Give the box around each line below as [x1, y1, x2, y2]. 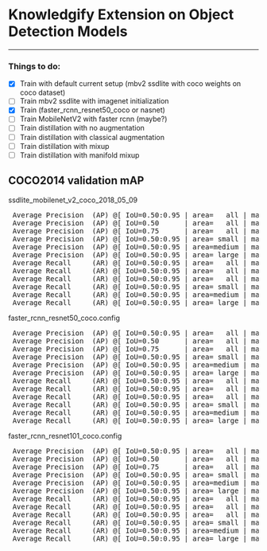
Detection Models [8, 22, 128, 41]
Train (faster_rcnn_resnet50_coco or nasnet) [19, 105, 165, 115]
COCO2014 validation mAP [8, 174, 145, 188]
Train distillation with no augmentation [19, 123, 145, 133]
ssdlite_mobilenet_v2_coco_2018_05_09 [8, 195, 137, 205]
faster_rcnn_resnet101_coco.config [8, 431, 122, 440]
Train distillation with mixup [19, 141, 110, 150]
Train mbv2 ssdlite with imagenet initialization [19, 96, 169, 106]
